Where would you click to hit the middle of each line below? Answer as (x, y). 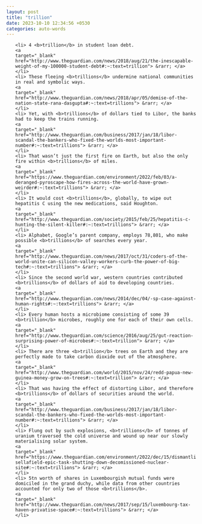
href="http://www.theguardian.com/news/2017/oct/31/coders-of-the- (101, 257)
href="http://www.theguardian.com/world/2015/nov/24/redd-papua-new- (104, 373)
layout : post (23, 12)
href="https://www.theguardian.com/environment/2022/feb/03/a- (96, 177)
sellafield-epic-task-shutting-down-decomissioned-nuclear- (92, 462)
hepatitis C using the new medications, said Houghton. (87, 204)
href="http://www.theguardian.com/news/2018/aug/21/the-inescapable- (104, 61)
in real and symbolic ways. (50, 82)
